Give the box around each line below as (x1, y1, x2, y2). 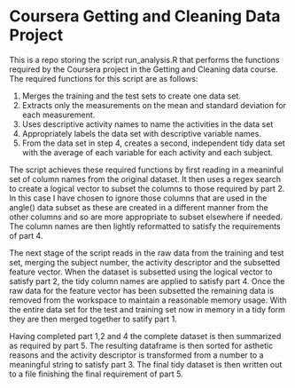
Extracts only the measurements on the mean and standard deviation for (21, 99, 286, 110)
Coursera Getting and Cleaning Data (9, 6, 281, 27)
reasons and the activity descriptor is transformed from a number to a (9, 349, 264, 360)
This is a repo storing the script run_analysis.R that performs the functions (9, 54, 280, 65)
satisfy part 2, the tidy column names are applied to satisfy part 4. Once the (9, 275, 285, 286)
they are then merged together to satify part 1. (9, 313, 177, 324)
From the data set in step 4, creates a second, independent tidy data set (21, 138, 285, 148)
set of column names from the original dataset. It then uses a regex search (9, 173, 282, 184)
